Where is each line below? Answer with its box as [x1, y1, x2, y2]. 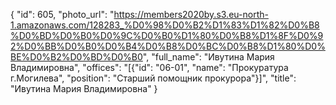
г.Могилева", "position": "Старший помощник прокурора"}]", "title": [10, 72, 297, 84]
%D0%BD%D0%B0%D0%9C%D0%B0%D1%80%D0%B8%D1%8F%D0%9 [10, 30, 324, 41]
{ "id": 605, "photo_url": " [10, 9, 115, 20]
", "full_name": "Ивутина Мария [142, 51, 275, 63]
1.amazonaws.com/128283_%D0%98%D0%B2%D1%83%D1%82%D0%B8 [10, 19, 320, 31]
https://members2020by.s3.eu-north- [113, 9, 269, 20]
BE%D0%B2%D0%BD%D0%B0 [10, 51, 143, 63]
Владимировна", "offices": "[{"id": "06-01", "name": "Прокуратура [10, 62, 289, 73]
